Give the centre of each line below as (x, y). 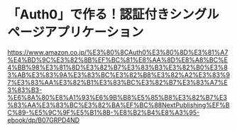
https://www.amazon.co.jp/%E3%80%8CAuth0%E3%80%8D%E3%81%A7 (118, 52)
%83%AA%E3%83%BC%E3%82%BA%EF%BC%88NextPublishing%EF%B (118, 105)
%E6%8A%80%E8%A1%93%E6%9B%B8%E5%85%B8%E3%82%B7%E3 (117, 97)
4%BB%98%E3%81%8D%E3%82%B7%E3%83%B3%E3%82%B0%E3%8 (118, 67)
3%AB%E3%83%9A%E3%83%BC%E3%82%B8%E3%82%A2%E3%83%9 (119, 74)
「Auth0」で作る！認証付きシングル (113, 15)
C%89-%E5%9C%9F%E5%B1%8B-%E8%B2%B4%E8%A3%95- (104, 112)
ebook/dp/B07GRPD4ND (44, 120)
